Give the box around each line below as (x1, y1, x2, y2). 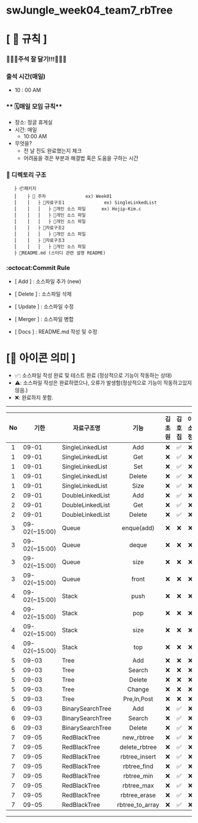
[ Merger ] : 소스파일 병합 (14, 316, 74, 323)
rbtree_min (123, 772, 153, 780)
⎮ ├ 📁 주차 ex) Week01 (14, 194, 112, 200)
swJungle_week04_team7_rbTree (6, 4, 173, 17)
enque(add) (121, 524, 155, 532)
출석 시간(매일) (6, 72, 46, 81)
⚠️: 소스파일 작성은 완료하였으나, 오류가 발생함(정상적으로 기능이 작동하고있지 (14, 380, 192, 387)
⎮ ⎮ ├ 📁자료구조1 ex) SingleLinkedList (14, 200, 157, 206)
